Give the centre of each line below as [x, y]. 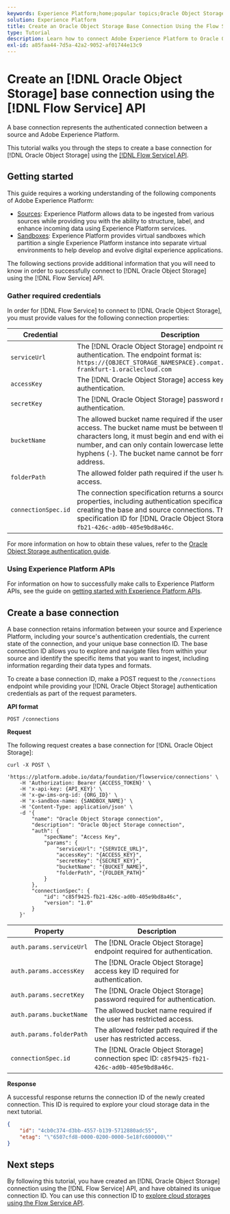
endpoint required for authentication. [154, 952]
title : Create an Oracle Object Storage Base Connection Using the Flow [113, 26]
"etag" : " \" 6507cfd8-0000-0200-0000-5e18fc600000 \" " [96, 1137]
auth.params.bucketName [49, 1015]
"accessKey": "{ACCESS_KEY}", [99, 855]
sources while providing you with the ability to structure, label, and [111, 221]
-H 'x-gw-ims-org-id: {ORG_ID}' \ [68, 795]
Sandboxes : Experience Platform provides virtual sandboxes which [111, 235]
